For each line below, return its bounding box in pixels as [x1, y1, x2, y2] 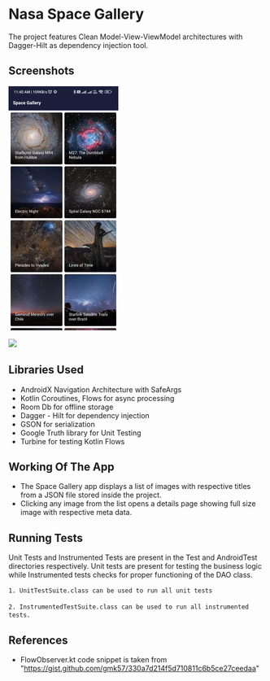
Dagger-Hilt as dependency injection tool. [8, 40, 149, 50]
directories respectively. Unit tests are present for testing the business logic [8, 561, 263, 571]
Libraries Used [8, 363, 84, 377]
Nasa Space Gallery [8, 5, 145, 24]
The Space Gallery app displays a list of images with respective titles [20, 482, 251, 491]
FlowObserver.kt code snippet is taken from [20, 655, 168, 664]
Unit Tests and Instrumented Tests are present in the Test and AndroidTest [8, 552, 258, 562]
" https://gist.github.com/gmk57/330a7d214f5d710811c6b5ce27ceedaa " [20, 664, 260, 673]
